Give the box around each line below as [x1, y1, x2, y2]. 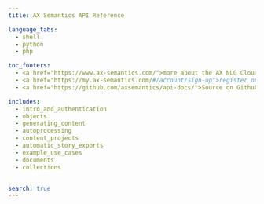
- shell [15, 33, 41, 41]
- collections [15, 163, 61, 171]
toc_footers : [8, 62, 51, 70]
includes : [8, 97, 41, 106]
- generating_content [15, 119, 86, 128]
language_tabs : [8, 25, 58, 34]
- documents [15, 156, 55, 164]
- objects [15, 112, 47, 120]
